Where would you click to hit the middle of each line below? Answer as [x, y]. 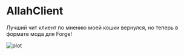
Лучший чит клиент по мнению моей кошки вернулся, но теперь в [92, 27]
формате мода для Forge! [39, 33]
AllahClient [35, 11]
